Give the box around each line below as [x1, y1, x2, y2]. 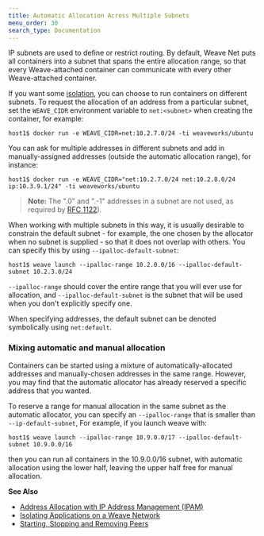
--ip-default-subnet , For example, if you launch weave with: [8, 418, 208, 427]
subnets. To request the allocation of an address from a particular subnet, [8, 97, 249, 107]
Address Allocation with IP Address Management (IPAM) [19, 502, 204, 511]
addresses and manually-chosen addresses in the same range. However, [8, 368, 247, 378]
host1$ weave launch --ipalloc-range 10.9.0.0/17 [8, 434, 176, 442]
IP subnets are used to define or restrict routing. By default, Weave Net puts [8, 48, 256, 58]
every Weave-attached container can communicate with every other [8, 65, 231, 75]
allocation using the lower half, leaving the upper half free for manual [8, 462, 233, 472]
